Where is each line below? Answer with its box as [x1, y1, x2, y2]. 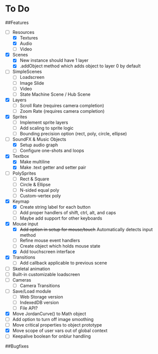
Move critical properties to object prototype [12, 322, 102, 328]
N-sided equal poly [19, 187, 60, 193]
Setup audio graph [19, 142, 58, 148]
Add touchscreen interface [19, 249, 75, 255]
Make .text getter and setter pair [19, 164, 86, 170]
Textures [19, 35, 38, 40]
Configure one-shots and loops [19, 148, 84, 154]
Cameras [12, 277, 31, 283]
